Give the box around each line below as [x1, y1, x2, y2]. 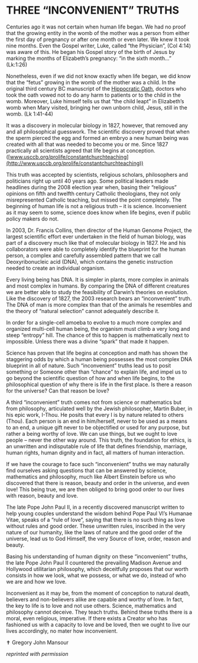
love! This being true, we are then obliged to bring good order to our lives [6, 486, 184, 493]
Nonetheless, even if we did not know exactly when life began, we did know [6, 72, 191, 79]
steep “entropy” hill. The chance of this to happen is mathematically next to [6, 332, 189, 339]
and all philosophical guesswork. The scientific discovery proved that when [6, 128, 190, 135]
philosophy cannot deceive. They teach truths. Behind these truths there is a [6, 608, 193, 616]
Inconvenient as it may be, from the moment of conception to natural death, [6, 589, 190, 597]
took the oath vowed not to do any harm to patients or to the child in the [6, 91, 181, 98]
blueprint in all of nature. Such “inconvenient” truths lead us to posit [6, 362, 171, 369]
